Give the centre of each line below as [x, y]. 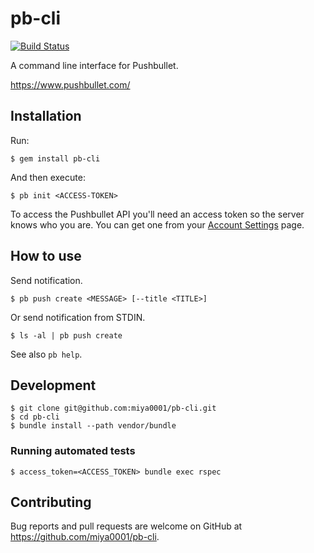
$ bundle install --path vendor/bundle [93, 426]
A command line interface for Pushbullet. [94, 65]
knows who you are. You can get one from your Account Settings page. [157, 224]
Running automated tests [73, 451]
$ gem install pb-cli [55, 158]
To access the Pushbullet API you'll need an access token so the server [157, 214]
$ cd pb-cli [35, 417]
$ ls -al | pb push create [66, 335]
